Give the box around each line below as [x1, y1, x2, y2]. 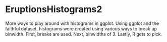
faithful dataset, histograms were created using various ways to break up [5, 25, 157, 31]
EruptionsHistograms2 [5, 4, 102, 15]
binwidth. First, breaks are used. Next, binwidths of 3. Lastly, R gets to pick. [5, 31, 162, 37]
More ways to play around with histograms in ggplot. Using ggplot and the [5, 20, 159, 26]
